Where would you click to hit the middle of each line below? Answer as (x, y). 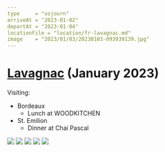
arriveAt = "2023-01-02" (43, 20)
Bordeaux (31, 106)
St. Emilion (32, 121)
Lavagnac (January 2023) (83, 74)
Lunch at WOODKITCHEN (64, 113)
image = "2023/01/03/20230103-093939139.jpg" (78, 39)
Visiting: (19, 93)
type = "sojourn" (38, 13)
